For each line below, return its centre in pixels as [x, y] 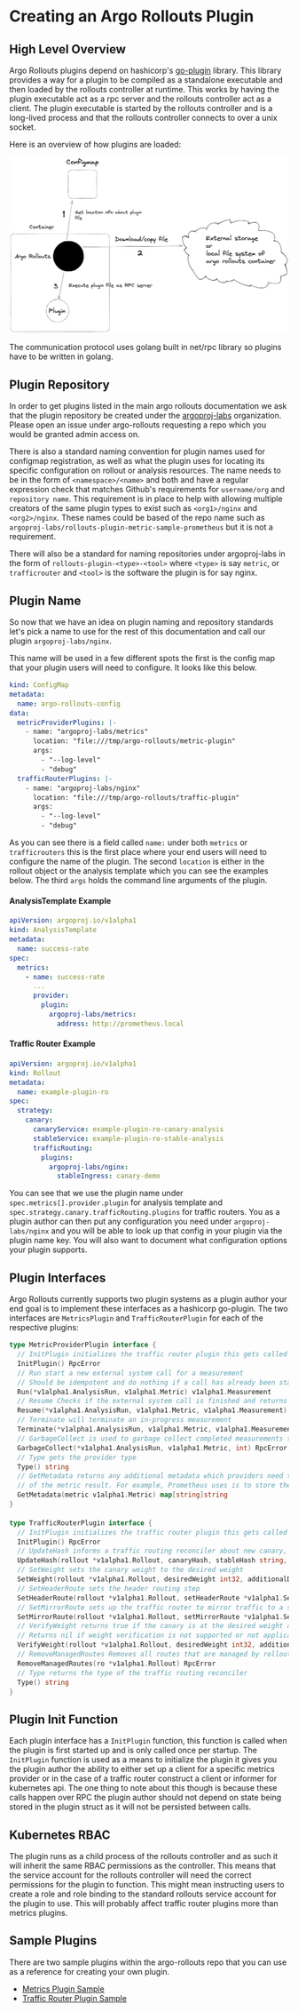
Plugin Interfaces [58, 1277]
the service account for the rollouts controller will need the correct [130, 1875]
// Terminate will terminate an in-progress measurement [125, 1420]
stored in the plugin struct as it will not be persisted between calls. [130, 1807]
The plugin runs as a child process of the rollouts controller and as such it [144, 1856]
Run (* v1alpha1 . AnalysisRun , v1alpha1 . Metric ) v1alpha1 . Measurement [145, 1392]
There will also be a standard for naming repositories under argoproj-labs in [147, 554]
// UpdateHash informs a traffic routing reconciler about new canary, [153, 1551]
